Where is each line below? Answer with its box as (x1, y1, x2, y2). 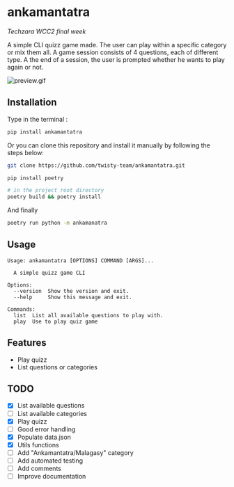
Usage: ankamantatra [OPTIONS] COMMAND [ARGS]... (7, 257, 155, 264)
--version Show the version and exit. (13, 287, 130, 294)
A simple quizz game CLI (13, 269, 86, 276)
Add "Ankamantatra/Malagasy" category (17, 448, 134, 456)
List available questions (17, 401, 85, 410)
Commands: (7, 305, 36, 313)
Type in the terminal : (7, 115, 68, 123)
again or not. (7, 63, 44, 71)
